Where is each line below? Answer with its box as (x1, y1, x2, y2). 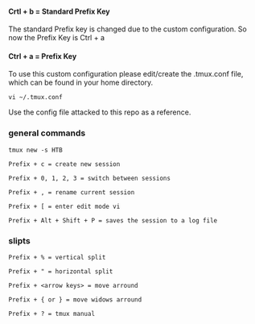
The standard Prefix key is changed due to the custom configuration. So (8, 24, 247, 34)
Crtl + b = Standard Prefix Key (8, 6, 110, 16)
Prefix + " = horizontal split (8, 268, 113, 276)
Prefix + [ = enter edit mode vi (8, 202, 121, 210)
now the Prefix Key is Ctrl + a (8, 33, 105, 43)
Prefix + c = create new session (8, 160, 121, 168)
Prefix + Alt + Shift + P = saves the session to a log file (8, 216, 218, 225)
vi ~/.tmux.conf (8, 93, 63, 102)
